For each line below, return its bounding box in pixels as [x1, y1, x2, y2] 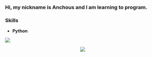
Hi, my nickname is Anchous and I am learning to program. [5, 4, 148, 11]
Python [12, 28, 28, 34]
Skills [5, 17, 19, 23]
